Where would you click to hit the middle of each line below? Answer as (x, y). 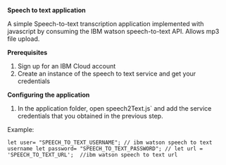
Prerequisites (27, 53)
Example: (21, 129)
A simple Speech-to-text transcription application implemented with (106, 24)
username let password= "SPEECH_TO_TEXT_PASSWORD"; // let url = (105, 149)
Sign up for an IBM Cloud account (67, 66)
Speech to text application (46, 10)
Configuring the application (49, 95)
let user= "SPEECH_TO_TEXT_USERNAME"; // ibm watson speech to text (110, 142)
